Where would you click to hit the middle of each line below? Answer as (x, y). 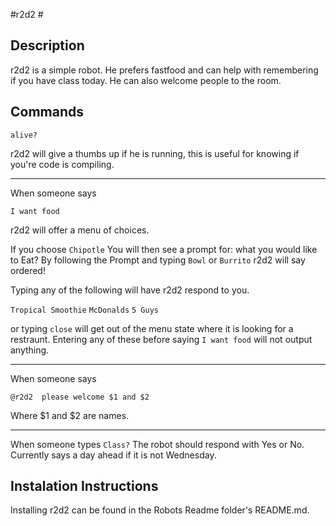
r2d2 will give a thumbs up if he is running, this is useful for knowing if (155, 153)
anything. (30, 350)
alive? (24, 135)
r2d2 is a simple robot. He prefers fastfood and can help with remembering (164, 70)
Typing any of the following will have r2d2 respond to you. (130, 290)
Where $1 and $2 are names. (70, 415)
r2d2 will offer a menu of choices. (80, 230)
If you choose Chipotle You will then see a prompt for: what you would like (164, 249)
